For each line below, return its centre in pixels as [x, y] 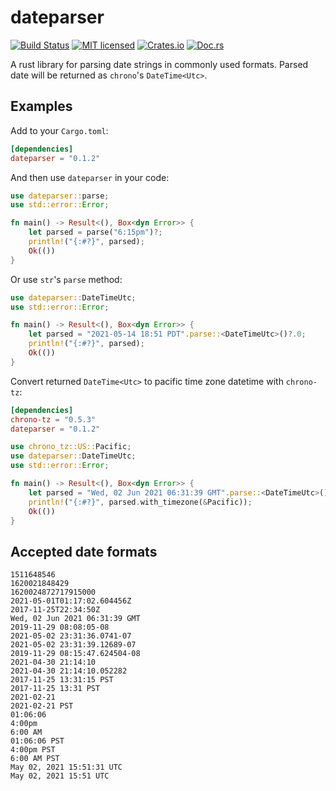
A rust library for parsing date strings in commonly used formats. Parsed [159, 64]
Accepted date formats [84, 551]
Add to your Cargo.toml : [59, 130]
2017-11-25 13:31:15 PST [62, 680]
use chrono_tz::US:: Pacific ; [71, 447]
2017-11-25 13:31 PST [55, 689]
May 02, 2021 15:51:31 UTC [66, 767]
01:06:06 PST [37, 741]
